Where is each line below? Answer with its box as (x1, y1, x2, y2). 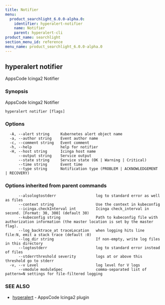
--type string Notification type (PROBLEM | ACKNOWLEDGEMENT (18, 167, 158, 172)
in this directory (5, 241, 43, 246)
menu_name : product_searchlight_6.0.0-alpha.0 (5, 44, 103, 49)
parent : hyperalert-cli (14, 30, 63, 35)
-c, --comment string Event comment (9, 140, 90, 145)
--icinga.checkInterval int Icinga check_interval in (18, 206, 149, 211)
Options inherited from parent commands (5, 182, 107, 189)
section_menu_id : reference (5, 40, 63, 45)
